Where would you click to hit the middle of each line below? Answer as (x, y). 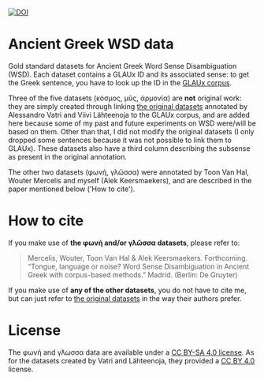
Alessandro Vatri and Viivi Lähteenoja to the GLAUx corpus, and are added (129, 115)
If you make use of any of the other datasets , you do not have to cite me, (127, 290)
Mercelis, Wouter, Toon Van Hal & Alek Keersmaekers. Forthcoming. (138, 258)
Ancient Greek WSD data (91, 44)
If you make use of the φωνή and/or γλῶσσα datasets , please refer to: (124, 243)
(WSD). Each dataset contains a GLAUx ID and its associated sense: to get (129, 74)
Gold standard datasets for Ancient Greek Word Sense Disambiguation (123, 66)
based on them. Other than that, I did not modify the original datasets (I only (131, 131)
